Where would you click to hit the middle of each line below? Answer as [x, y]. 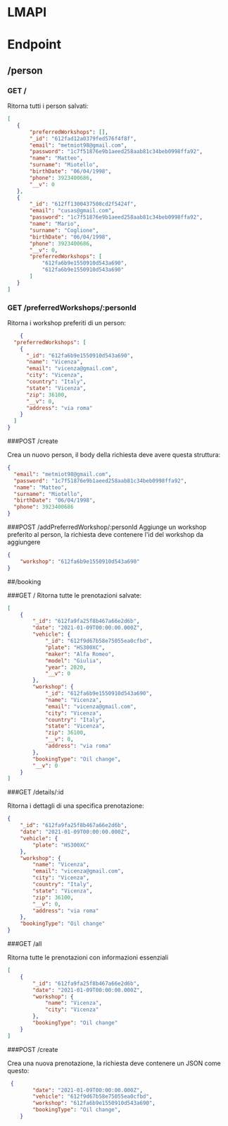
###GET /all [25, 944]
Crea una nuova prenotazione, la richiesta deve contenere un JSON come [114, 1063]
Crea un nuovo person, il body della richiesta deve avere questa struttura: [114, 455]
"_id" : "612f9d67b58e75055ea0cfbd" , [99, 641]
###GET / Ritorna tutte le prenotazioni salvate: [75, 595]
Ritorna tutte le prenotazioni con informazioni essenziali [88, 957]
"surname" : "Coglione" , [64, 230]
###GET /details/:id [36, 792]
